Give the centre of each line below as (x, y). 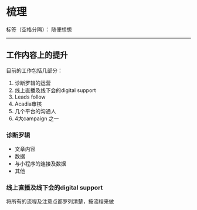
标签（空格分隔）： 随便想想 (39, 29)
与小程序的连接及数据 (40, 164)
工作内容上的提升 (37, 55)
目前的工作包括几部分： (34, 70)
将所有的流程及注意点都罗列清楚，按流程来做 (60, 201)
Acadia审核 (28, 104)
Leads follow (30, 97)
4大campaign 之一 (37, 118)
